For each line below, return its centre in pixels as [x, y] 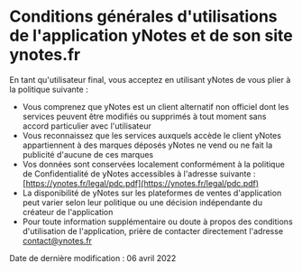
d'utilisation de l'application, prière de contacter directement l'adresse [153, 230]
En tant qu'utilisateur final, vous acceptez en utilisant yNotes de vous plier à [150, 79]
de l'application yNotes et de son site [151, 36]
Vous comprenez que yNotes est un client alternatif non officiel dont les [156, 106]
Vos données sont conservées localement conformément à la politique [154, 164]
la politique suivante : [49, 89]
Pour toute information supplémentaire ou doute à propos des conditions [157, 221]
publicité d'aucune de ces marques [88, 154]
